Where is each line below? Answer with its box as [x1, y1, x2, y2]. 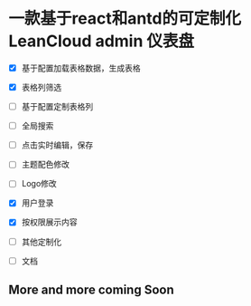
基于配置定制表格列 [21, 101, 94, 112]
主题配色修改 [21, 159, 70, 170]
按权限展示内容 [21, 216, 78, 227]
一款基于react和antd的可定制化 [8, 8, 241, 29]
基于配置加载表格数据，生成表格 [21, 62, 141, 73]
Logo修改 [21, 178, 58, 189]
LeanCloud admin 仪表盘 [8, 31, 195, 52]
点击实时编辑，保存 [21, 139, 94, 150]
